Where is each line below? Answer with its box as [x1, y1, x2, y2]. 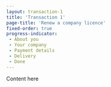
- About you [8, 36, 39, 42]
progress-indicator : [6, 31, 58, 37]
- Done [8, 58, 26, 64]
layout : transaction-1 [6, 8, 63, 15]
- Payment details [8, 48, 55, 54]
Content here [6, 75, 39, 82]
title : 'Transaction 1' [6, 14, 66, 20]
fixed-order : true [6, 25, 52, 32]
